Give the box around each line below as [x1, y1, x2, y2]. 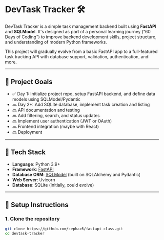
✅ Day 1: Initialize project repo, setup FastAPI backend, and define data [12, 91, 155, 96]
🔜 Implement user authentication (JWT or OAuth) [12, 118, 112, 124]
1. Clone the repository [5, 215, 60, 222]
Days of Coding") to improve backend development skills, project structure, [5, 34, 157, 40]
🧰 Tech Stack [5, 148, 46, 157]
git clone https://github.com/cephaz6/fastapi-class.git [5, 226, 123, 232]
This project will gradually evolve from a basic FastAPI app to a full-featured [5, 48, 158, 54]
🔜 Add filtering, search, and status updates [12, 112, 100, 118]
